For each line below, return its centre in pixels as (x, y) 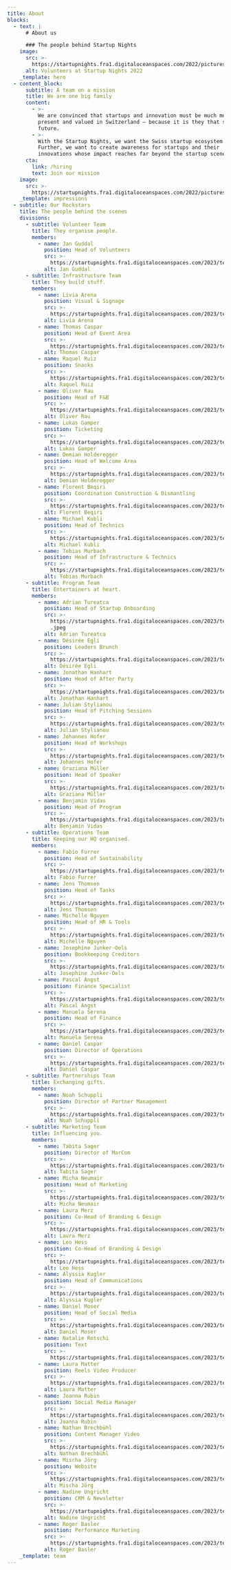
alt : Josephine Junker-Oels (84, 974)
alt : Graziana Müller (75, 794)
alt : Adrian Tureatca (75, 634)
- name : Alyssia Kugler (72, 1275)
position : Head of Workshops (86, 743)
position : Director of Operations (93, 1050)
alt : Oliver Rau (67, 417)
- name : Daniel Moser (68, 1306)
